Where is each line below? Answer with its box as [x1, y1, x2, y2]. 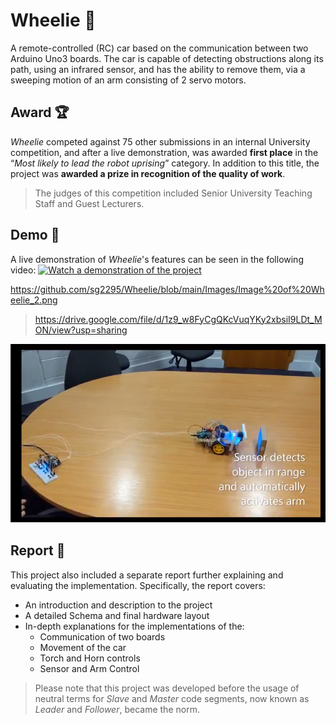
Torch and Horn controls [39, 652, 141, 664]
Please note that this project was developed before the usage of [34, 682, 300, 694]
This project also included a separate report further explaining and [10, 569, 284, 581]
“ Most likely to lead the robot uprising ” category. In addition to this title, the [10, 157, 320, 169]
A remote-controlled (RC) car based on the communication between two [10, 42, 309, 54]
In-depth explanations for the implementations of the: [24, 620, 245, 632]
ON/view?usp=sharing [34, 324, 128, 336]
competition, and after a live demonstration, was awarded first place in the [10, 146, 319, 158]
